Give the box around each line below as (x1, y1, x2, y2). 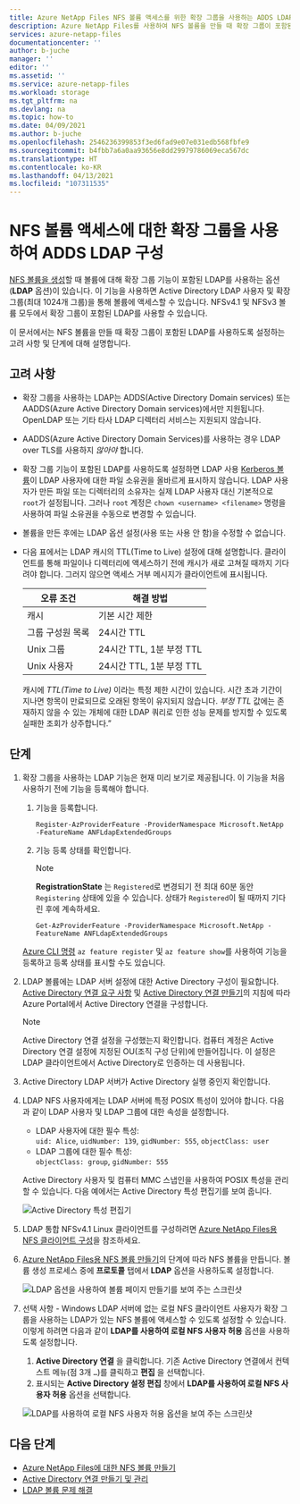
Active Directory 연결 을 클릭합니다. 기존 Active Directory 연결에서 (35, 1356, 274, 1366)
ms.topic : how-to (9, 113, 74, 122)
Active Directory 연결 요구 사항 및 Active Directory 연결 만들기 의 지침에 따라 (21, 987, 291, 998)
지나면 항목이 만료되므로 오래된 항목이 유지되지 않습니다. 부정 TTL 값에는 (21, 695, 275, 706)
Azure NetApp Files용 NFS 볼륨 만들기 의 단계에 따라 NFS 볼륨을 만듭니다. (21, 1254, 282, 1264)
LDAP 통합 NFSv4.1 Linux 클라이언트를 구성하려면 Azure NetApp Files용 (21, 1223, 278, 1234)
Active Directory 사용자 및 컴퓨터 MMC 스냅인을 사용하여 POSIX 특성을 (21, 1174, 272, 1185)
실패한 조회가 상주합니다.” (21, 717, 112, 729)
